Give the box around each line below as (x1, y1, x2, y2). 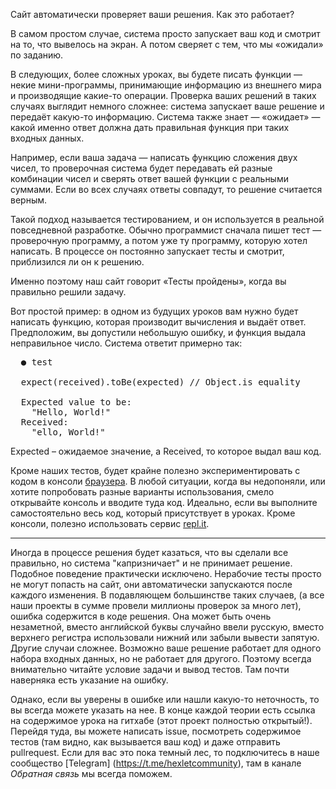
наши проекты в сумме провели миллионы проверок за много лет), (10, 600, 302, 611)
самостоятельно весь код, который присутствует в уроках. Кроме (10, 507, 296, 519)
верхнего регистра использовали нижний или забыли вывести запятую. (10, 632, 320, 643)
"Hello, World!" (31, 407, 112, 418)
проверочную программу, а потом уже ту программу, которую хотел (10, 235, 308, 246)
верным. (10, 194, 48, 206)
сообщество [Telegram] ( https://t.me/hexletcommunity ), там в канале (10, 757, 302, 769)
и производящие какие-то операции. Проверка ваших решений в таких (10, 90, 317, 101)
